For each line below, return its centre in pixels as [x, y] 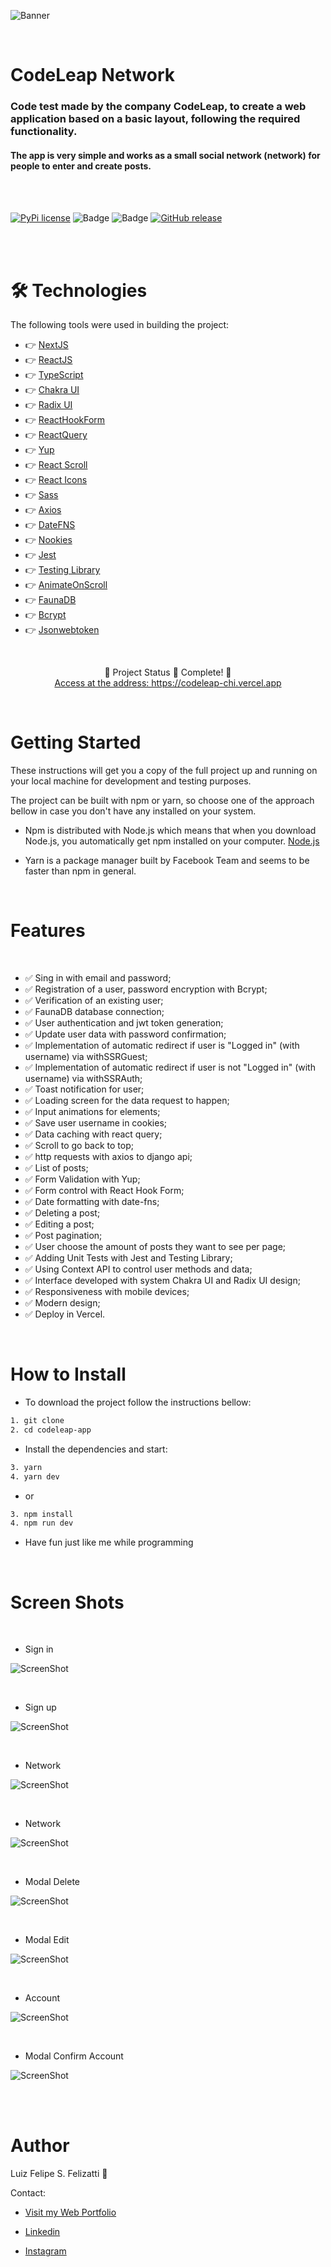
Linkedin [42, 2232]
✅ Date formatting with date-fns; [92, 1202]
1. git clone [37, 1421]
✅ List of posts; [56, 1168]
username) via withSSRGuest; [86, 1057]
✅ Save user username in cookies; [96, 1123]
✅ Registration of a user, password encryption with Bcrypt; [146, 989]
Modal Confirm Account [74, 2056]
